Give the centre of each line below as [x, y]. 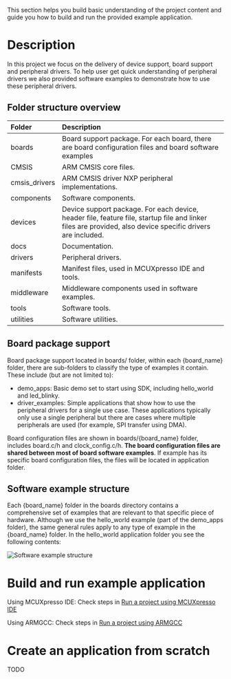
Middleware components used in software [130, 288]
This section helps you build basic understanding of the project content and [114, 10]
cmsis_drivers [33, 182]
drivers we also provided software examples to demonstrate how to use [109, 78]
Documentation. [87, 246]
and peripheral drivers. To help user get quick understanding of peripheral [112, 71]
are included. [83, 235]
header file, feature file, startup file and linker [134, 217]
